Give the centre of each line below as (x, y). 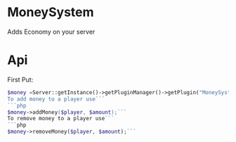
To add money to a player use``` (56, 99)
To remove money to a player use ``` (61, 119)
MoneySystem (51, 12)
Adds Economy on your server (51, 32)
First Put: (20, 79)
